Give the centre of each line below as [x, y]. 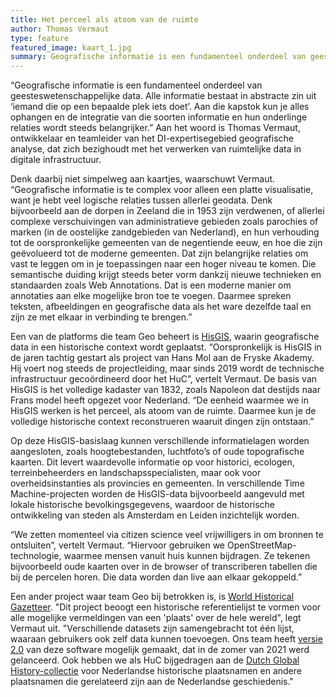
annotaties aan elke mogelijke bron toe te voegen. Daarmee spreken [151, 296]
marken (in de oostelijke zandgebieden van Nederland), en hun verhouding [165, 232]
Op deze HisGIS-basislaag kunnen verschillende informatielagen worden [160, 441]
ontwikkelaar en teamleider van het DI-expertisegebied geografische [152, 138]
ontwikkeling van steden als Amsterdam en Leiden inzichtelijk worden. [155, 515]
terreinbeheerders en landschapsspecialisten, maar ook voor [136, 473]
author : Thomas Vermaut [60, 29]
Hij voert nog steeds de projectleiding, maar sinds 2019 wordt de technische [167, 368]
